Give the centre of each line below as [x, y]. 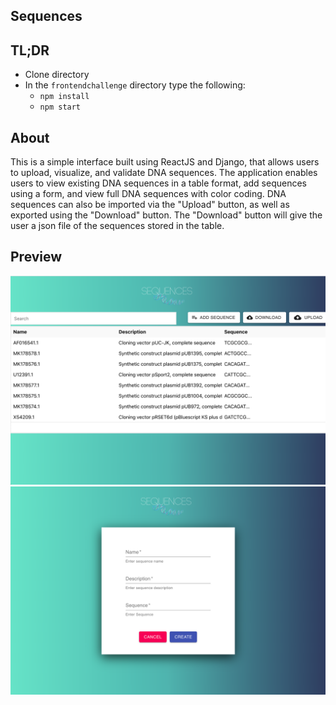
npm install [64, 97]
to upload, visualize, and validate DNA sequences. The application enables [164, 173]
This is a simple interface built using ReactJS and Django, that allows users [165, 162]
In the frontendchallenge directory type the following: [135, 85]
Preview [36, 257]
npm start [60, 107]
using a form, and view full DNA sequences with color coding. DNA [148, 194]
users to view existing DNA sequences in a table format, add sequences [159, 183]
